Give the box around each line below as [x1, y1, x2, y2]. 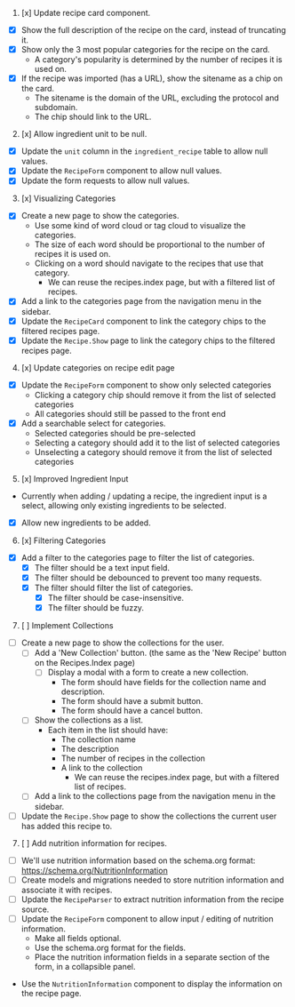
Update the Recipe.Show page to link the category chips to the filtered [20, 335, 275, 346]
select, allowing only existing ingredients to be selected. [20, 500, 227, 510]
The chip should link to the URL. [34, 111, 152, 123]
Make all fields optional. [34, 932, 122, 943]
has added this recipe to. [20, 820, 113, 831]
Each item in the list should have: [47, 724, 169, 736]
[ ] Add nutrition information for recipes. [20, 837, 168, 848]
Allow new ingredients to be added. [20, 517, 152, 528]
